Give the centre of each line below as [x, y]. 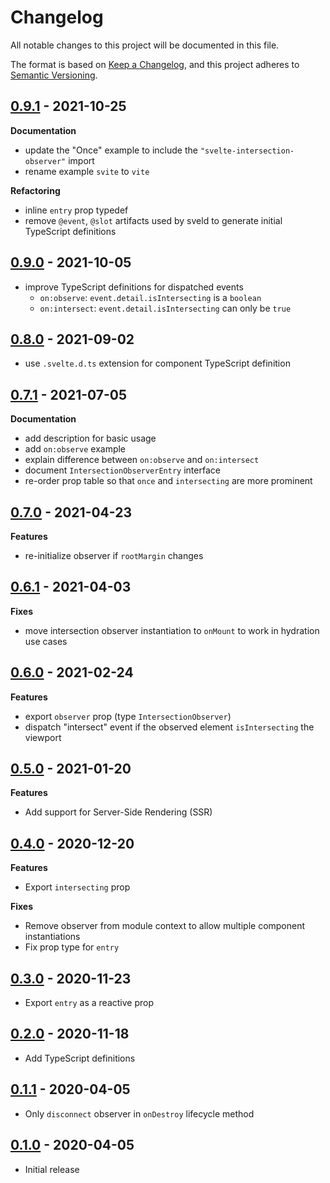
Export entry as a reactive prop [89, 1003]
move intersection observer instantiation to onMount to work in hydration [172, 630]
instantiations [52, 937]
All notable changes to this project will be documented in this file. [145, 45]
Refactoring [35, 190]
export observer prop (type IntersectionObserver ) [128, 716]
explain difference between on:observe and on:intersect [142, 460]
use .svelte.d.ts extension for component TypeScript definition [157, 363]
